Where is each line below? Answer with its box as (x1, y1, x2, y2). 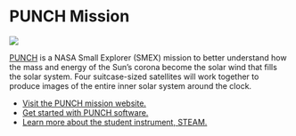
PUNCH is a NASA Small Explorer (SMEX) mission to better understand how (9, 52, 287, 63)
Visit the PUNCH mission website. (21, 98, 147, 108)
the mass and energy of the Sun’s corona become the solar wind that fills (9, 61, 278, 72)
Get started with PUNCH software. (21, 107, 149, 117)
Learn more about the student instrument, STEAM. (21, 116, 208, 127)
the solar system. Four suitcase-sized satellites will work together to (9, 71, 259, 82)
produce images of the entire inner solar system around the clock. (9, 80, 252, 91)
